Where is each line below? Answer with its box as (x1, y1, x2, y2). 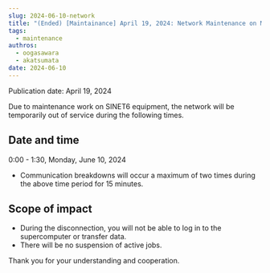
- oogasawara (15, 49, 59, 57)
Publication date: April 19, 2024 (8, 86, 112, 96)
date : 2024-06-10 (8, 64, 67, 72)
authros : (8, 42, 38, 50)
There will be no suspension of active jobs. (19, 240, 162, 250)
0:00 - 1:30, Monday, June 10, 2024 (8, 154, 126, 165)
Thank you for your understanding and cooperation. (8, 256, 180, 266)
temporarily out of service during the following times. (8, 110, 185, 120)
